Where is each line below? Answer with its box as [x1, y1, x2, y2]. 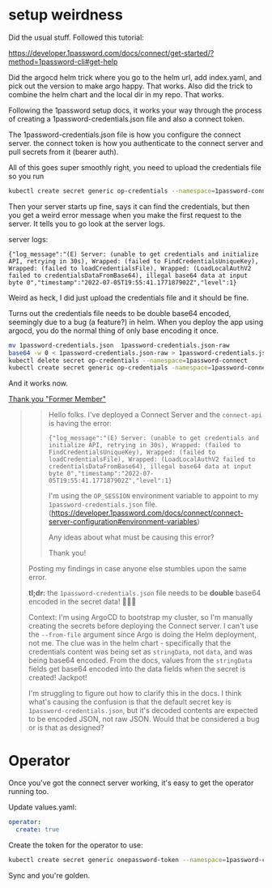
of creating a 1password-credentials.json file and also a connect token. [8, 113, 244, 123]
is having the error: [48, 419, 112, 429]
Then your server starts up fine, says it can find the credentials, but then [8, 201, 250, 211]
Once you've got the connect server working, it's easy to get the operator [8, 778, 254, 788]
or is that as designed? [28, 723, 104, 732]
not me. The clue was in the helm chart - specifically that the [28, 638, 232, 648]
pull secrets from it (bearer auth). [8, 147, 119, 156]
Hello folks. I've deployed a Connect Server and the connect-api [48, 410, 263, 420]
